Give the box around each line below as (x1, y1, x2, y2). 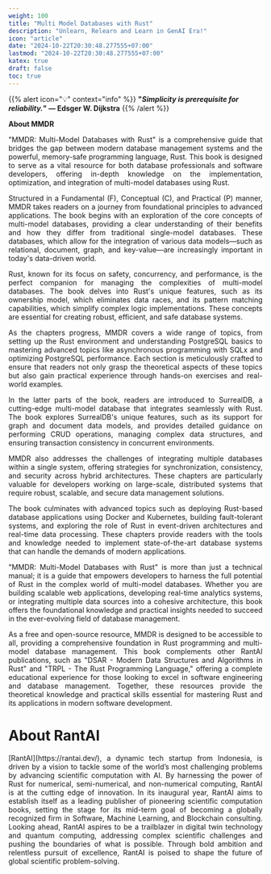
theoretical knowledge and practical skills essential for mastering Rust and (8, 689, 263, 699)
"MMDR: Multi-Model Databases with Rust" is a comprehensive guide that (8, 134, 263, 144)
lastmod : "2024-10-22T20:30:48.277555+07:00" (8, 49, 164, 57)
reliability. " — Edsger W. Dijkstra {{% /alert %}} (8, 103, 169, 113)
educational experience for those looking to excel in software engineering (8, 672, 263, 682)
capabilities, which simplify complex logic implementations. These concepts (8, 303, 263, 313)
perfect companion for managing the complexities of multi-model (8, 277, 263, 287)
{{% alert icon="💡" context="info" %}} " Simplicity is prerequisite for (8, 94, 240, 103)
